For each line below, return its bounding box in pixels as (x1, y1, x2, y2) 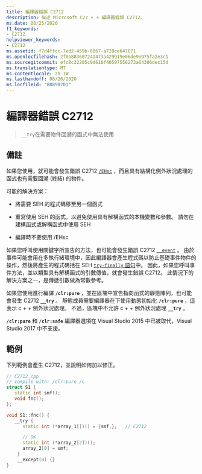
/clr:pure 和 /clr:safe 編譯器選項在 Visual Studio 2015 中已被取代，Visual (6, 317, 192, 324)
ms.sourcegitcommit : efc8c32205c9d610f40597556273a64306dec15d (6, 59, 169, 65)
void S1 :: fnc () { (6, 412, 50, 418)
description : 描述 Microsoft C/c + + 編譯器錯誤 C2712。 (6, 14, 145, 21)
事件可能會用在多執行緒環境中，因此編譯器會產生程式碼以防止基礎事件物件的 (6, 254, 197, 261)
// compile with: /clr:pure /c (6, 379, 85, 385)
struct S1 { (6, 384, 36, 391)
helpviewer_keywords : (6, 37, 61, 43)
